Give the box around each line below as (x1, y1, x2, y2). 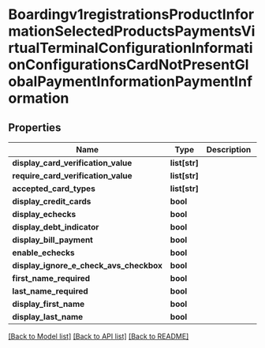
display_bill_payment (12, 234, 93, 245)
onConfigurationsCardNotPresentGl (8, 56, 249, 74)
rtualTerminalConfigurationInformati (8, 39, 254, 57)
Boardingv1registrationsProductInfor (8, 6, 255, 24)
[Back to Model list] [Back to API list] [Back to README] (8, 331, 189, 341)
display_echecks (12, 209, 77, 219)
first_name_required (12, 273, 91, 283)
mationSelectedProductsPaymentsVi (8, 22, 256, 40)
